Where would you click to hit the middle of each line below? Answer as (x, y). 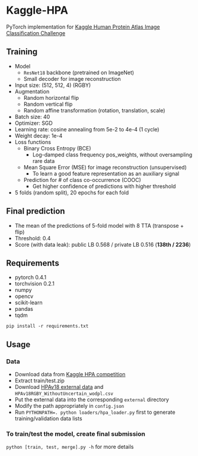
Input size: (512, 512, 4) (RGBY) (53, 85)
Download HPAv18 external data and (59, 387)
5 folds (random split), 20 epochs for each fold (72, 192)
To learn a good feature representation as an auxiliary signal (106, 174)
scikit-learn (28, 303)
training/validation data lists (48, 419)
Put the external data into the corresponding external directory (92, 400)
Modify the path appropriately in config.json (69, 406)
